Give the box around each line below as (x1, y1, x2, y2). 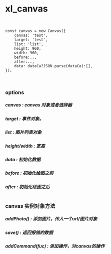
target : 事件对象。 (5, 115, 44, 121)
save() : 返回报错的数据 (5, 229, 53, 235)
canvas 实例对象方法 (5, 202, 55, 209)
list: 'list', (14, 41, 43, 47)
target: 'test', (14, 37, 48, 42)
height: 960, (14, 46, 41, 51)
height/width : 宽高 (5, 143, 45, 149)
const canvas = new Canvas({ (5, 28, 66, 33)
